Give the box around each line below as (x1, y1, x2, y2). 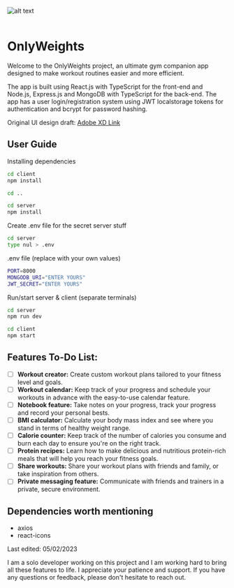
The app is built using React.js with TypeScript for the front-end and (7, 82, 203, 91)
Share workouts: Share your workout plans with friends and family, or (17, 462, 219, 471)
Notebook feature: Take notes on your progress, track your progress (17, 400, 217, 409)
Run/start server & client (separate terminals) (7, 293, 137, 302)
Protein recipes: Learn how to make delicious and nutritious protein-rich (17, 447, 226, 455)
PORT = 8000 (7, 267, 36, 274)
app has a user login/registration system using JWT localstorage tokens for (7, 97, 224, 105)
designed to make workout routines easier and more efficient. (7, 68, 185, 77)
